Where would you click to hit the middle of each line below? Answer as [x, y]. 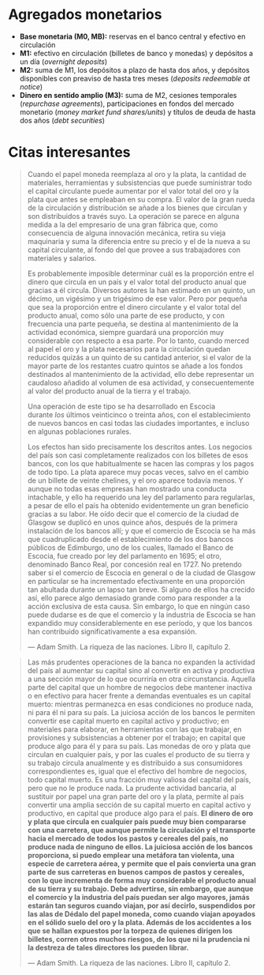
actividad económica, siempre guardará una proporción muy [126, 332]
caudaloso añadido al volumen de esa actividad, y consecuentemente [141, 382]
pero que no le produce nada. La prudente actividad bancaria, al [132, 788]
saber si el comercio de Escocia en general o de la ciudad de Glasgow [141, 572]
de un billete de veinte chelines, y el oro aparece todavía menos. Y [135, 480]
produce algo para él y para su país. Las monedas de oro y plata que [139, 746]
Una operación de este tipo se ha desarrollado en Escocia [121, 406]
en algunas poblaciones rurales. [79, 431]
